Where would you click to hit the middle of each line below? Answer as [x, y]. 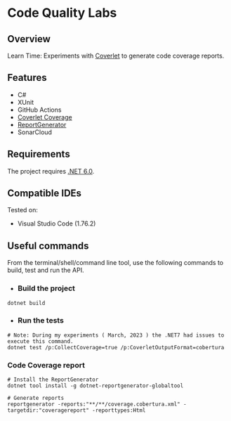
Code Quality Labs [62, 13]
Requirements [39, 154]
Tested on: [23, 210]
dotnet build [26, 303]
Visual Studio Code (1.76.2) [57, 224]
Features [27, 78]
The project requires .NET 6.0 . [51, 171]
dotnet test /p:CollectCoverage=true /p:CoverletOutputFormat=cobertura [116, 347]
